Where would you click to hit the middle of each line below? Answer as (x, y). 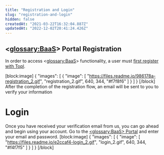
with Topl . (15, 66)
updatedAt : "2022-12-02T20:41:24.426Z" (47, 29)
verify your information (29, 92)
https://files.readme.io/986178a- (122, 76)
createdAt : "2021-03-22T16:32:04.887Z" (47, 24)
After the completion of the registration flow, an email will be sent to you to (82, 86)
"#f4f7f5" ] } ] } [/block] (29, 147)
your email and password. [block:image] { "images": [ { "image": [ (73, 136)
